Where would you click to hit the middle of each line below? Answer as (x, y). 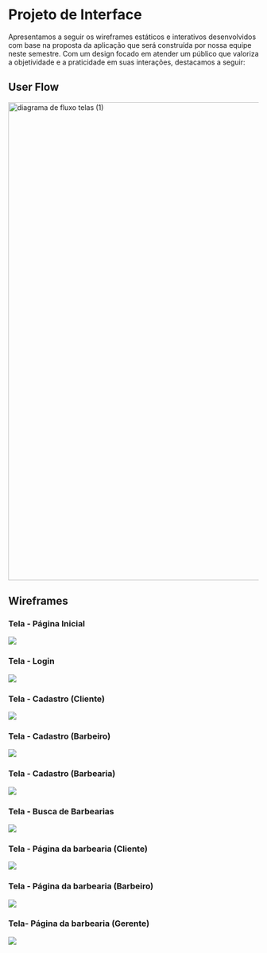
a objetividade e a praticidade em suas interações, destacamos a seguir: (127, 62)
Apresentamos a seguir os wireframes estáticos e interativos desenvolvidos (132, 37)
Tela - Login (31, 661)
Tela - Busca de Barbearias (61, 811)
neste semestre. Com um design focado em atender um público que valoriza (134, 53)
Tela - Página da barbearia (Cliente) (78, 849)
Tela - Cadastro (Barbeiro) (60, 736)
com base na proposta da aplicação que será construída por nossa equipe (130, 45)
